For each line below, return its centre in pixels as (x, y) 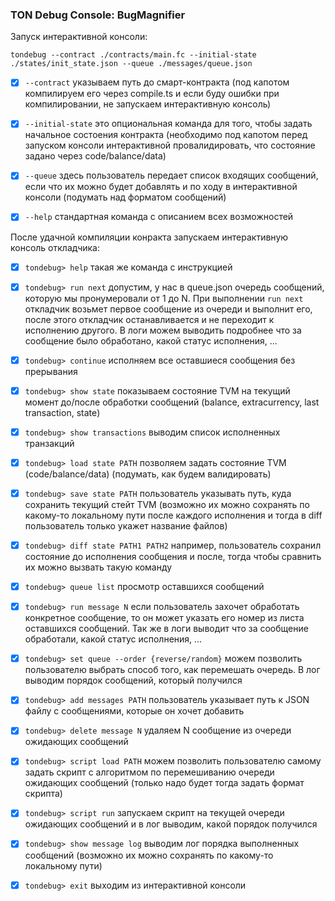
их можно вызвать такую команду (98, 567)
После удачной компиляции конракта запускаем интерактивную (149, 237)
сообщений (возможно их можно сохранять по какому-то (149, 855)
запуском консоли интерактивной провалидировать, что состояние (170, 145)
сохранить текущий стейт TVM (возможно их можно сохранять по (167, 504)
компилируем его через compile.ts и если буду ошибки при (152, 94)
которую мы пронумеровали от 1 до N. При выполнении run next (164, 298)
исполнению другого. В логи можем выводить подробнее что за (163, 330)
